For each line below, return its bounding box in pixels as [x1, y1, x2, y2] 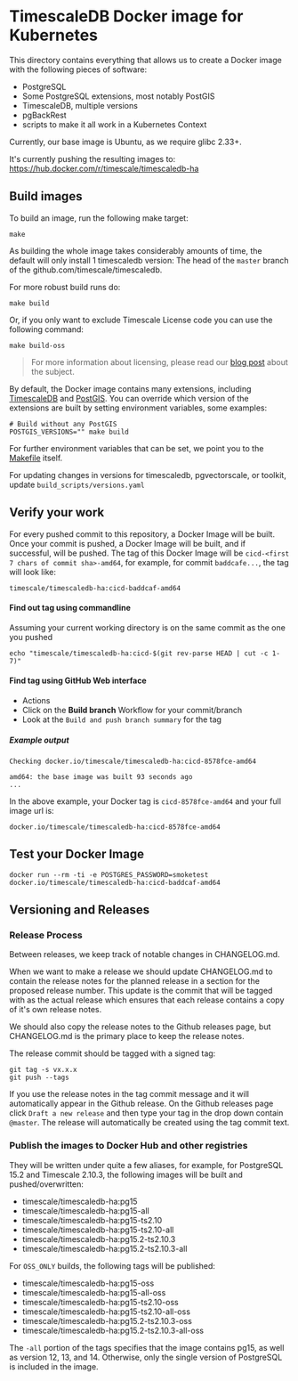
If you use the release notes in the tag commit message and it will [9, 1089, 249, 1100]
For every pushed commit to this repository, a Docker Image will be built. [9, 528, 276, 540]
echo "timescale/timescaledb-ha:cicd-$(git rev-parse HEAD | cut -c [9, 648, 269, 658]
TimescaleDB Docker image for [9, 6, 244, 27]
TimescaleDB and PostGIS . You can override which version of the [9, 393, 249, 403]
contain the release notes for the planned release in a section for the [9, 976, 261, 987]
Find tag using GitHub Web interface [9, 675, 147, 686]
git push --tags [9, 1073, 69, 1083]
